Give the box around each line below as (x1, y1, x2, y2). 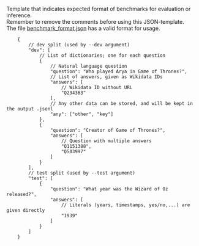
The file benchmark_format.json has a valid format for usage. (6, 24, 160, 32)
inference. (6, 12, 32, 19)
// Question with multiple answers (61, 138, 152, 144)
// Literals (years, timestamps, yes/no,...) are (61, 202, 190, 208)
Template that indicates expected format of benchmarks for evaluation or (6, 5, 191, 12)
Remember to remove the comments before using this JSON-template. (6, 18, 185, 25)
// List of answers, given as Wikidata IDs (50, 74, 163, 80)
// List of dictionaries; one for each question (39, 52, 166, 59)
